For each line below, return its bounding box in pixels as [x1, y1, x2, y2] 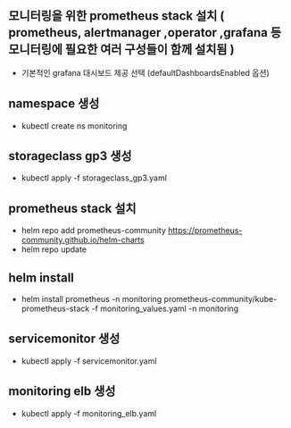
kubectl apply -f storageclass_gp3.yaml [21, 172, 167, 183]
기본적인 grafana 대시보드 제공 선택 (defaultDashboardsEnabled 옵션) [21, 67, 270, 78]
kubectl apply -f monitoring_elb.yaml [21, 407, 157, 418]
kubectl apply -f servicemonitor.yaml [21, 356, 157, 366]
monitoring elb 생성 [8, 383, 116, 399]
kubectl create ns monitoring [21, 120, 128, 131]
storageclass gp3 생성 [8, 148, 132, 164]
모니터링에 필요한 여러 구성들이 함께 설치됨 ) [8, 42, 235, 57]
